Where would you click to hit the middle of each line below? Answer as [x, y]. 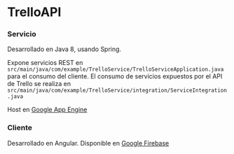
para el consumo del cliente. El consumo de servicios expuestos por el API [115, 76]
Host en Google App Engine [47, 110]
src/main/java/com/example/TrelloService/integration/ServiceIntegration [117, 91]
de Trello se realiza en [39, 84]
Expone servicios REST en [45, 63]
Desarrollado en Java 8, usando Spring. [64, 49]
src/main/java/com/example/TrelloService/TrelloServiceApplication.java [116, 70]
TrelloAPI [34, 12]
